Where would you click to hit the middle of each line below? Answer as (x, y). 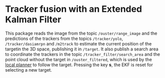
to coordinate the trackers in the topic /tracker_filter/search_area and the (83, 54)
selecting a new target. (29, 70)
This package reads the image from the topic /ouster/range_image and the (81, 33)
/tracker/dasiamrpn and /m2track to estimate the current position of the (79, 43)
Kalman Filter (33, 19)
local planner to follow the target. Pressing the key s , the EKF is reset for (79, 65)
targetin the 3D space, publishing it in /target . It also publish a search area (82, 49)
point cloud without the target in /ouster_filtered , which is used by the (79, 59)
